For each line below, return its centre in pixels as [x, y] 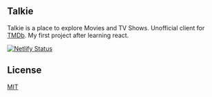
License [24, 71]
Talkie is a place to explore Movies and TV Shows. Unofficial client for [106, 28]
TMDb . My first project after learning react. [68, 35]
